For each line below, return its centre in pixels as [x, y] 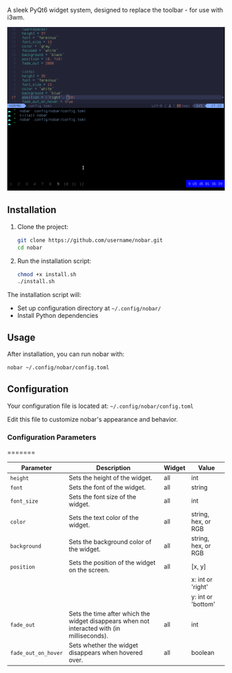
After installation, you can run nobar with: [66, 354]
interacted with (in [95, 628]
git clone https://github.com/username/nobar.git [90, 240]
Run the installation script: [54, 261]
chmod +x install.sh [47, 274]
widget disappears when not [109, 621]
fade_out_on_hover [37, 654]
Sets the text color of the [104, 518]
